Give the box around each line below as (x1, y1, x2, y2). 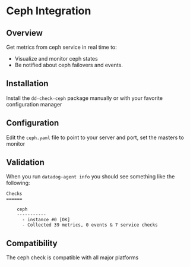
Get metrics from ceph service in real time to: (6, 43, 117, 51)
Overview (6, 28, 43, 38)
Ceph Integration (6, 4, 91, 18)
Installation (6, 78, 49, 89)
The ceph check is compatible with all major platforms (6, 254, 139, 261)
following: (6, 180, 30, 187)
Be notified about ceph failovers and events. (14, 61, 123, 68)
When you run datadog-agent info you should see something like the (6, 173, 175, 180)
